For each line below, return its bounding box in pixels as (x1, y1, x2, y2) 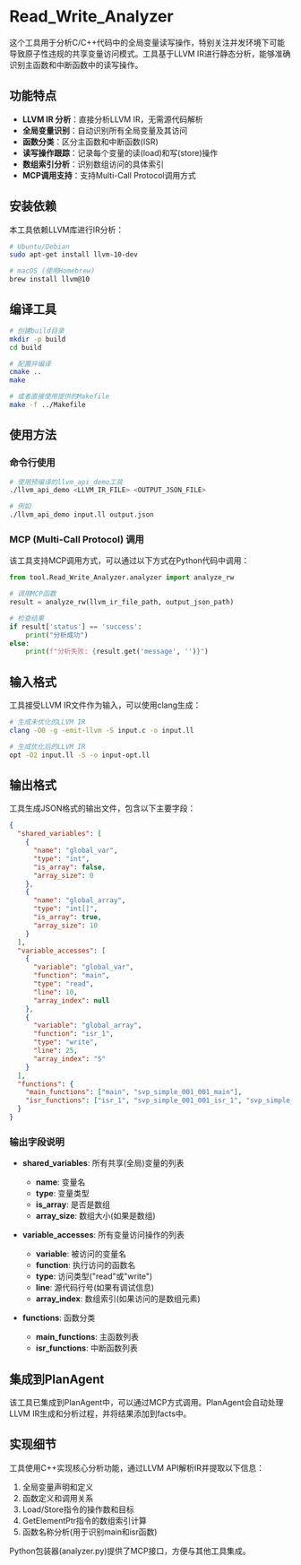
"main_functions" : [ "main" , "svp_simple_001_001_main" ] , (25, 1088, 243, 1097)
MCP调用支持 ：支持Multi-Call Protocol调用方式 (21, 170, 197, 180)
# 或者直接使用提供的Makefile (9, 392, 110, 401)
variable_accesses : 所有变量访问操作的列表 (21, 1230, 185, 1240)
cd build (9, 343, 42, 352)
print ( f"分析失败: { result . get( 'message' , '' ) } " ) (25, 648, 209, 656)
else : (9, 639, 30, 648)
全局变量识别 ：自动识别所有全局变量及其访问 (21, 125, 188, 135)
